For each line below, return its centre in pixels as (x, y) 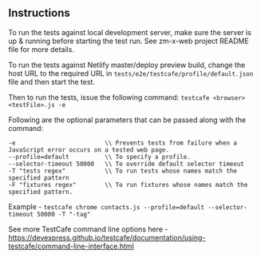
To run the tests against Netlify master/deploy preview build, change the (127, 65)
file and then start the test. (52, 81)
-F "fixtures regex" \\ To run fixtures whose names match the (128, 185)
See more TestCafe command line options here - (88, 229)
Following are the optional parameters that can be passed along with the (127, 120)
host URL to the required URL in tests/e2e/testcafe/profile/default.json (131, 73)
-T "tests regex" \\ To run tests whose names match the (123, 171)
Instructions (39, 13)
